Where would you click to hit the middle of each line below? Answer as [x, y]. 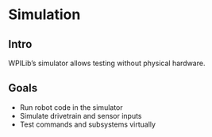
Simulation [44, 15]
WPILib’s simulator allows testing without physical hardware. [107, 63]
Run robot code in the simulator [71, 107]
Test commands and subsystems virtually [88, 124]
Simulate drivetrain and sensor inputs [81, 115]
